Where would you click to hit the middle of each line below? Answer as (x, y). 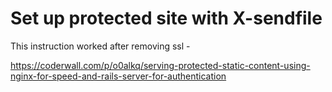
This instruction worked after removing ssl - (100, 46)
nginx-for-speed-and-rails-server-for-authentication (118, 76)
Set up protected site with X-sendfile (166, 18)
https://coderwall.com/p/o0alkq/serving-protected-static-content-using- (160, 65)
